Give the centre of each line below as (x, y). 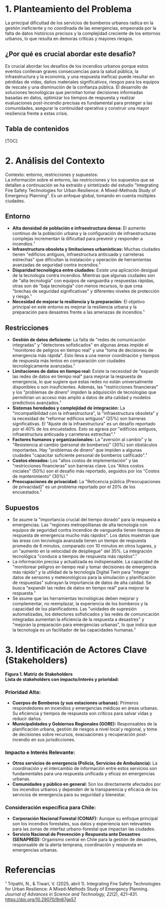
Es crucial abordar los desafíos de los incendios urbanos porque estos (77, 66)
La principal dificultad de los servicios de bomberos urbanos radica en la (79, 23)
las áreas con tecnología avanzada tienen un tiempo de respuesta (79, 541)
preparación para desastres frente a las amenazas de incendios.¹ (78, 312)
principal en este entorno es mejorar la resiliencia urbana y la (74, 307)
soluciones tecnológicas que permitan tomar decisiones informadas (74, 92)
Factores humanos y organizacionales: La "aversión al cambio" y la (82, 440)
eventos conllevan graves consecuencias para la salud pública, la (72, 71)
